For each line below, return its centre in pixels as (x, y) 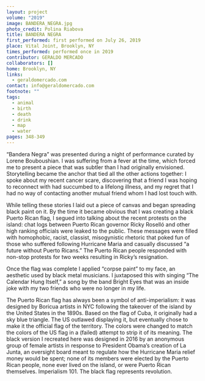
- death (22, 114)
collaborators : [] (30, 63)
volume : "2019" (26, 18)
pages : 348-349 (26, 137)
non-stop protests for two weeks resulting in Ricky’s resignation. (88, 256)
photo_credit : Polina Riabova (45, 29)
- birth (22, 108)
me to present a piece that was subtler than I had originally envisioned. (95, 167)
